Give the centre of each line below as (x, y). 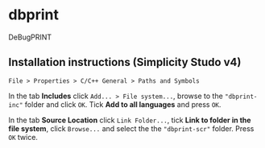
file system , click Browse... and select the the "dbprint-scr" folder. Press (131, 128)
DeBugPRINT (30, 37)
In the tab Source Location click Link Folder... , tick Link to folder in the (130, 120)
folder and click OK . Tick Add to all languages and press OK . (123, 104)
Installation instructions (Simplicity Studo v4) (125, 62)
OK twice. (23, 137)
